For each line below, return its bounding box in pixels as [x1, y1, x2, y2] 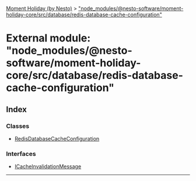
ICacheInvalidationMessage [14, 163, 82, 170]
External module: [6, 32, 91, 45]
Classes [6, 122, 30, 130]
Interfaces [6, 149, 36, 158]
